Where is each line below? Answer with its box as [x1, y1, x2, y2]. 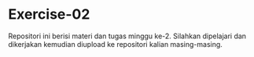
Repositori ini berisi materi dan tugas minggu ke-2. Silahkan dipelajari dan [8, 31, 246, 41]
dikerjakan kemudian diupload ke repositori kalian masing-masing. [8, 39, 223, 48]
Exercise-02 [8, 5, 90, 23]
